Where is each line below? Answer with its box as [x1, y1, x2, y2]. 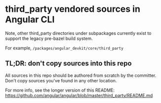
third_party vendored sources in [5, 3, 141, 15]
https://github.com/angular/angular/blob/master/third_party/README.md [5, 92, 153, 98]
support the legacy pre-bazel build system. [5, 35, 93, 41]
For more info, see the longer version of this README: [5, 87, 115, 93]
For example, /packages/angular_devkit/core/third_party [5, 45, 123, 51]
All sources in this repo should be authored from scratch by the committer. [5, 72, 157, 78]
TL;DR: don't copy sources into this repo [5, 59, 132, 68]
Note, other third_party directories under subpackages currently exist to [5, 30, 152, 36]
